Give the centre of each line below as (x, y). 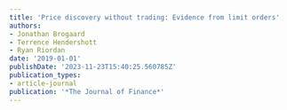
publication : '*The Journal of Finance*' (87, 91)
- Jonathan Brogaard (48, 34)
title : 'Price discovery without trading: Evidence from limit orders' (144, 17)
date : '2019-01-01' (45, 59)
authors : (25, 26)
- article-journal (43, 83)
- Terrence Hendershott (53, 42)
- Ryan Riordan (37, 51)
